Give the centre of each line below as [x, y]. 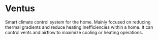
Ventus [20, 9]
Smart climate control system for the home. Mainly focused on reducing [78, 22]
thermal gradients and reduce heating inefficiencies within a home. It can [79, 27]
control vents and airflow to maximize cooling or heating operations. [74, 32]
